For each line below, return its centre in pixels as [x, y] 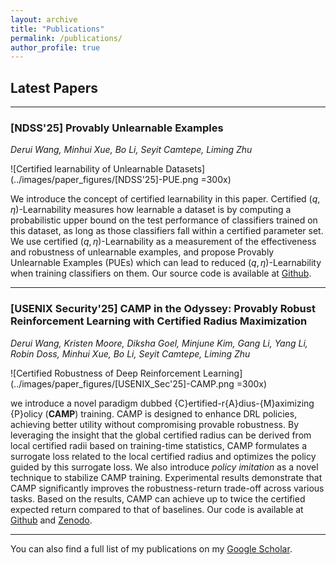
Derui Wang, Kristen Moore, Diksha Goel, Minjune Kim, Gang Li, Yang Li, [159, 343]
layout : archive [44, 19]
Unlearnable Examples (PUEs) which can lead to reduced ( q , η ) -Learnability [166, 263]
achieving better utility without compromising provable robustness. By [154, 424]
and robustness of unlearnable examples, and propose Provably [142, 252]
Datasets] [185, 169]
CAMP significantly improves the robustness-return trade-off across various [167, 488]
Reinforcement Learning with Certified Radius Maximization [159, 321]
